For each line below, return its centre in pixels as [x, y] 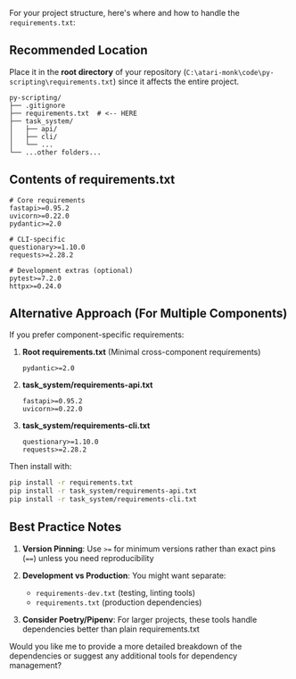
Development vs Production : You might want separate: [124, 575]
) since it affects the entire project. [176, 81]
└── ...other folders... [55, 152]
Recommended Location [78, 50]
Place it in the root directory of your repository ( [98, 71]
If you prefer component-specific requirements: [97, 335]
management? [36, 665]
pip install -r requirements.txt [71, 483]
